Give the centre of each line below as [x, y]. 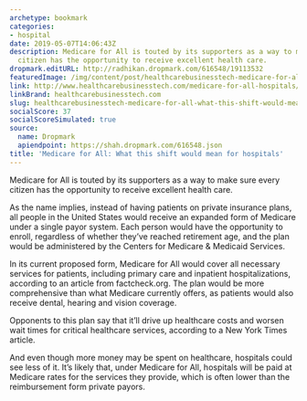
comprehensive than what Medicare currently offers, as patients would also [152, 292]
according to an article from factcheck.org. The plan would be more [137, 283]
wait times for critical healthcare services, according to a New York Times [148, 330]
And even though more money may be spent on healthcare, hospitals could [151, 357]
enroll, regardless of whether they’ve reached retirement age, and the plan [149, 236]
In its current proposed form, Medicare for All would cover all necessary [145, 264]
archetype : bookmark [49, 18]
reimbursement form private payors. [78, 386]
